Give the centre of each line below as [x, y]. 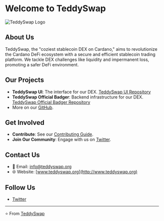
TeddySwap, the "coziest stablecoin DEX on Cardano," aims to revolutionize [81, 49]
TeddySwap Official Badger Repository [51, 102]
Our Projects [25, 80]
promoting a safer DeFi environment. [42, 64]
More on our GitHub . [33, 107]
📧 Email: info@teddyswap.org [42, 167]
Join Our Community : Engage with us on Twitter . [61, 140]
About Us [20, 37]
